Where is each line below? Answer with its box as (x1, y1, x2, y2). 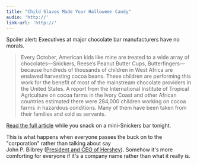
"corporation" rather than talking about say (6, 140, 111, 147)
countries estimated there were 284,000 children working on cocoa (20, 98, 186, 105)
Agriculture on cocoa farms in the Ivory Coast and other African (20, 91, 177, 99)
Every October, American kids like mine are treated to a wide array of (20, 54, 190, 61)
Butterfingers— (147, 60, 185, 67)
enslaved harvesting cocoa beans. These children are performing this (20, 72, 191, 80)
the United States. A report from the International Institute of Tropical (20, 85, 189, 93)
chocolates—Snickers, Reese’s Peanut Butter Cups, (20, 60, 147, 67)
